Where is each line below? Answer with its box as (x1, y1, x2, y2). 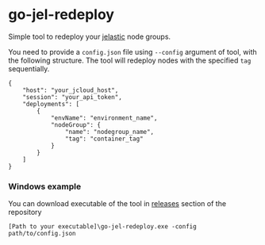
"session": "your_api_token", (22, 93, 123, 101)
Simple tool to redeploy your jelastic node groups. (8, 32, 171, 41)
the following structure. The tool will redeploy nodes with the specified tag (8, 56, 252, 65)
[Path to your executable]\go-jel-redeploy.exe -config (8, 223, 197, 231)
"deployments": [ (22, 100, 80, 108)
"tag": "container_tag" (64, 135, 144, 143)
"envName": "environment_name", (50, 113, 158, 122)
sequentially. (8, 63, 50, 73)
